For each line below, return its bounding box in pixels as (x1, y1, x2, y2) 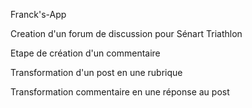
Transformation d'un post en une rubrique (10, 67, 183, 78)
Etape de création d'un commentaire (10, 47, 161, 59)
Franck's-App (10, 9, 67, 20)
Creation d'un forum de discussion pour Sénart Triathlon (10, 28, 243, 39)
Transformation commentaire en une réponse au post (10, 86, 230, 98)
